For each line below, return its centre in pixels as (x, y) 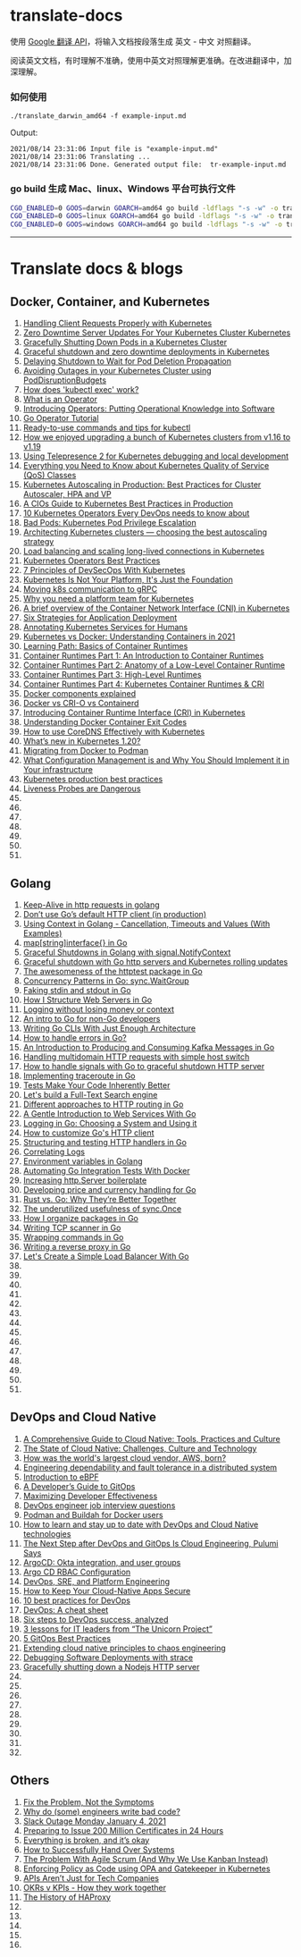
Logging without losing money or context (99, 1009)
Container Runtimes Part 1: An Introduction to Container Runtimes (143, 656)
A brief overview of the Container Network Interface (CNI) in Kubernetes (156, 608)
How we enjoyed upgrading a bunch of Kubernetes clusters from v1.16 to (157, 437)
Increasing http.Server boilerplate (85, 1180)
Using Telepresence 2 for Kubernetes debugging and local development (156, 456)
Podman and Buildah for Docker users (93, 1514)
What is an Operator (60, 400)
